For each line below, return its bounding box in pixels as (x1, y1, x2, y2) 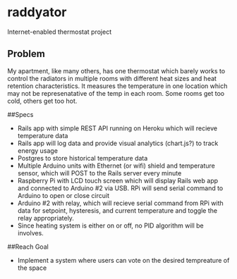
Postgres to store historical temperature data (17, 154, 148, 162)
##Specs (7, 110, 34, 118)
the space (17, 263, 47, 272)
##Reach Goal (7, 242, 49, 251)
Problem (7, 48, 46, 60)
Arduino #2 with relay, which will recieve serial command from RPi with (17, 199, 224, 207)
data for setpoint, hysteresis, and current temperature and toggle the (17, 206, 217, 215)
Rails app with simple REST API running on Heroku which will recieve (17, 124, 217, 132)
